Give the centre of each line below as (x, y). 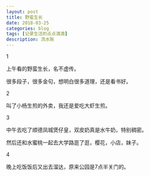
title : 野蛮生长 (24, 17)
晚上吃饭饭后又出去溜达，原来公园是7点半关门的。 (68, 167)
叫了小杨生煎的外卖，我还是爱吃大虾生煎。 (58, 106)
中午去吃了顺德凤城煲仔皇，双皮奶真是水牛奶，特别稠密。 (76, 130)
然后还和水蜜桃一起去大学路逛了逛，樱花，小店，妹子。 (74, 143)
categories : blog (28, 28)
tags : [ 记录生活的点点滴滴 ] (37, 34)
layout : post (22, 12)
